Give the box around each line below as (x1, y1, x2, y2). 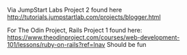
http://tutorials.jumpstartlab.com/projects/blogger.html (7, 13, 161, 21)
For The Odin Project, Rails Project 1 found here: (7, 26, 142, 34)
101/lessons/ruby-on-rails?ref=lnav (7, 41, 105, 48)
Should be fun (106, 41, 147, 48)
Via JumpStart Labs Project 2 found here (7, 6, 122, 14)
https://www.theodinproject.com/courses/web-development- (7, 33, 180, 41)
